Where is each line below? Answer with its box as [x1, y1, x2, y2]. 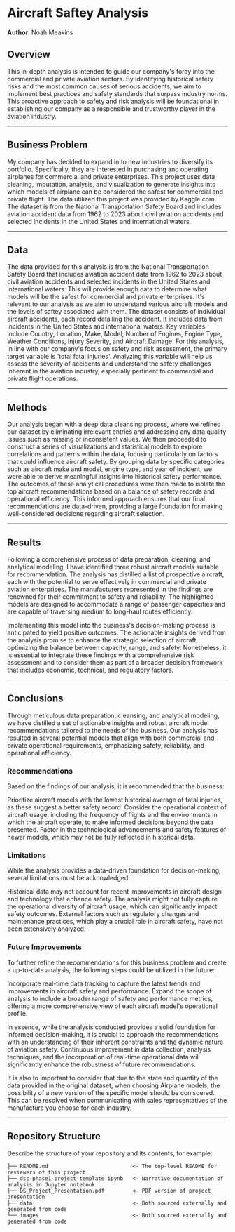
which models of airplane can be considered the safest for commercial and [7, 187, 224, 196]
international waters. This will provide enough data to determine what [7, 285, 208, 293]
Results [7, 536, 41, 548]
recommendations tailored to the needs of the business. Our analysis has [7, 726, 218, 734]
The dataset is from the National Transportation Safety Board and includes [7, 202, 222, 211]
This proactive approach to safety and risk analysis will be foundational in [7, 97, 219, 105]
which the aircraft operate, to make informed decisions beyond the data [7, 818, 214, 826]
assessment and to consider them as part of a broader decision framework [7, 658, 223, 666]
